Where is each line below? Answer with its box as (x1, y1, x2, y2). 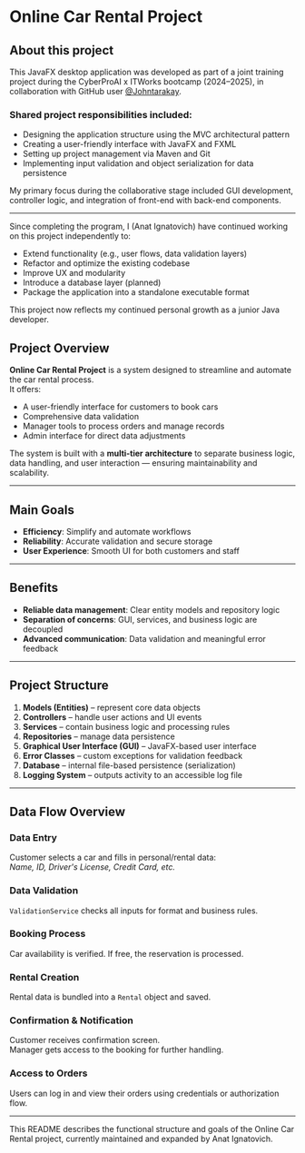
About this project (9, 43, 114, 58)
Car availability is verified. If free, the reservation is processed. (9, 948, 244, 959)
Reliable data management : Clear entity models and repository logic (22, 604, 280, 615)
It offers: (9, 384, 42, 395)
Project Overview (9, 340, 110, 356)
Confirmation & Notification (9, 1014, 133, 1027)
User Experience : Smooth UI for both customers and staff (22, 545, 241, 556)
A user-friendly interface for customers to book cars (22, 401, 219, 412)
